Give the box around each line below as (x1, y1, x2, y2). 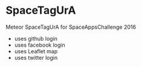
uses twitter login (14, 54, 58, 61)
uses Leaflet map (14, 47, 58, 54)
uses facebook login (14, 41, 65, 48)
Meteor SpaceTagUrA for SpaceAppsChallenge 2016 (5, 23, 137, 31)
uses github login (14, 35, 58, 42)
